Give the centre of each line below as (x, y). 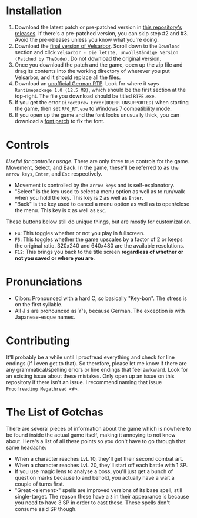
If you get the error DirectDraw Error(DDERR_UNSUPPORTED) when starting (102, 102)
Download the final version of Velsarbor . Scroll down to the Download (97, 46)
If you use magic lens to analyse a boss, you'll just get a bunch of (94, 471)
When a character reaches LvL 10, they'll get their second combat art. (99, 458)
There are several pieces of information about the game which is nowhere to (98, 428)
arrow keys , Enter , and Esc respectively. (54, 174)
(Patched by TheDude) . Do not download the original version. (88, 58)
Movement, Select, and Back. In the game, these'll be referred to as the (92, 167)
